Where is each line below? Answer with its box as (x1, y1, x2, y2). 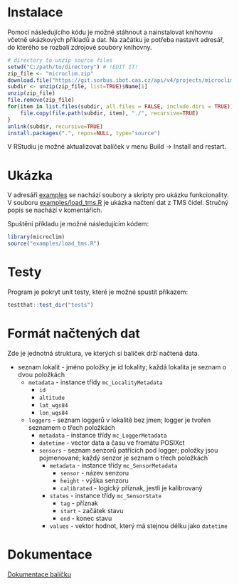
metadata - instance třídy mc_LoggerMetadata (38, 431, 167, 439)
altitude (38, 394, 65, 401)
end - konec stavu (60, 514, 112, 522)
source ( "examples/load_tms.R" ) (7, 240, 100, 248)
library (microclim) (7, 233, 65, 241)
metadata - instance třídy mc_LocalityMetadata (28, 378, 163, 386)
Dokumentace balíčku (7, 570, 72, 579)
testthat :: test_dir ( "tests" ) (7, 302, 94, 309)
